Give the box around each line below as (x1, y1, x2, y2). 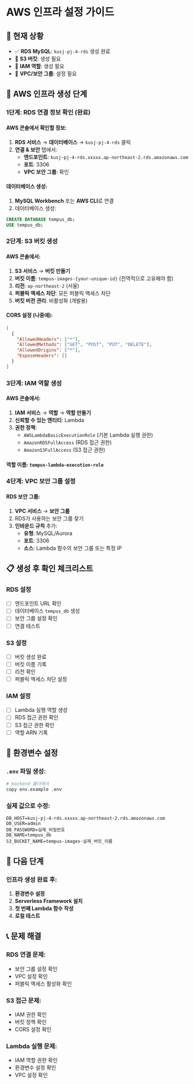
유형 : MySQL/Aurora (23, 530, 73, 537)
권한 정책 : (14, 424, 37, 431)
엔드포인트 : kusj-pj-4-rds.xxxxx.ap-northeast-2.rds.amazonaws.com (23, 153, 189, 160)
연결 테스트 (14, 622, 41, 629)
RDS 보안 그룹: (6, 493, 40, 500)
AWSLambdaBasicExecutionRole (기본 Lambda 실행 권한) (23, 431, 154, 438)
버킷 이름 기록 (14, 660, 47, 668)
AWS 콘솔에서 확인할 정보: (6, 124, 67, 131)
